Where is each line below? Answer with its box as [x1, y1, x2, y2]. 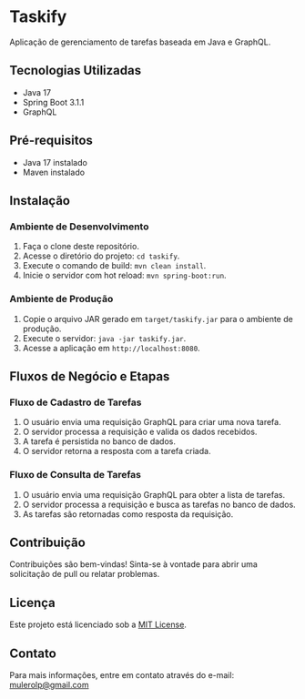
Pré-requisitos [9, 133, 94, 148]
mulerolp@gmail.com [9, 679, 89, 690]
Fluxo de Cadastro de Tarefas [9, 396, 142, 409]
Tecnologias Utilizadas [9, 63, 142, 78]
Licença [9, 594, 56, 611]
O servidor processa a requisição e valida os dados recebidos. [22, 426, 258, 438]
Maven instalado [22, 167, 85, 177]
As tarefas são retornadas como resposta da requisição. [22, 508, 234, 520]
